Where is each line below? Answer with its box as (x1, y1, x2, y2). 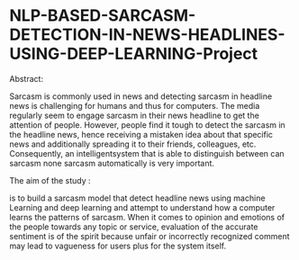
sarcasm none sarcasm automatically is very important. (9, 157, 214, 168)
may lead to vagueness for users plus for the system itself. (9, 240, 227, 251)
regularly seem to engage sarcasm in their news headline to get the (9, 110, 259, 121)
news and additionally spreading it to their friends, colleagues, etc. (9, 139, 257, 149)
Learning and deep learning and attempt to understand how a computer (9, 202, 276, 212)
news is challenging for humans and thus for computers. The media (9, 100, 260, 111)
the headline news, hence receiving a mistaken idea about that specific (9, 129, 273, 139)
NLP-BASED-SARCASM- (9, 5, 196, 26)
